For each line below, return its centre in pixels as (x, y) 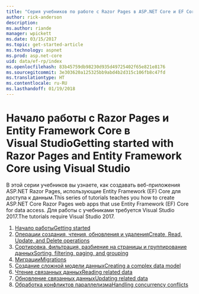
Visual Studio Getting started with (90, 143)
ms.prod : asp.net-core (34, 56)
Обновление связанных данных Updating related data (81, 278)
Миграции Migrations (41, 259)
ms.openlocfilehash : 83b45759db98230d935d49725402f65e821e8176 (86, 67)
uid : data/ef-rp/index (34, 61)
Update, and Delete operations (52, 240)
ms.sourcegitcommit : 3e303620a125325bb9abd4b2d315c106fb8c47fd (86, 72)
